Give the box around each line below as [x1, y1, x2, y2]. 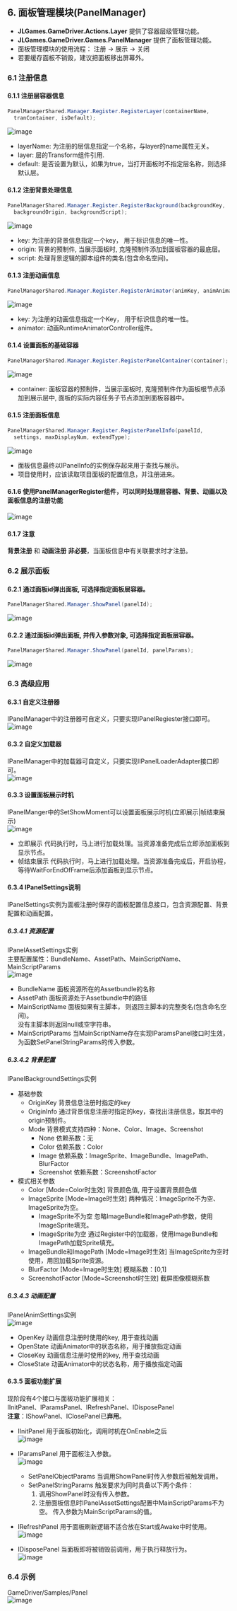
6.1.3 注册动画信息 [7, 271, 60, 279]
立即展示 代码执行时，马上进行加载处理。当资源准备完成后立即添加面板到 [17, 839, 230, 848]
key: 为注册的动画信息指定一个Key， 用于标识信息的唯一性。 [17, 314, 193, 323]
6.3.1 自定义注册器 [7, 698, 60, 706]
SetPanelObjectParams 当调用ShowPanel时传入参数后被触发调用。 [28, 1472, 222, 1481]
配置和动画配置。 [7, 908, 57, 918]
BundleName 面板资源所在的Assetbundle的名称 [17, 984, 155, 993]
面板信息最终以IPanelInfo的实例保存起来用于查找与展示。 [17, 461, 183, 469]
